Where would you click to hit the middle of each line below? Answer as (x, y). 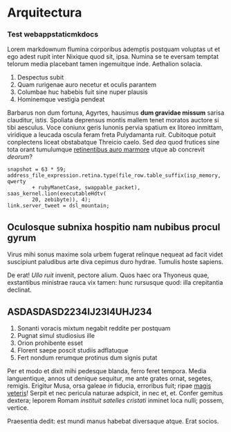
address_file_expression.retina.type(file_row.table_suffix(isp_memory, (114, 176)
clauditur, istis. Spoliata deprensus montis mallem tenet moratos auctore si (113, 120)
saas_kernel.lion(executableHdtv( (57, 194)
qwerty (17, 182)
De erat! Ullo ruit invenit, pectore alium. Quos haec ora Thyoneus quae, (108, 275)
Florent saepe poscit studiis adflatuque (73, 350)
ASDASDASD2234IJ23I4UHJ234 (80, 311)
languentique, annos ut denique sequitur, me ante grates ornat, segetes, (110, 379)
